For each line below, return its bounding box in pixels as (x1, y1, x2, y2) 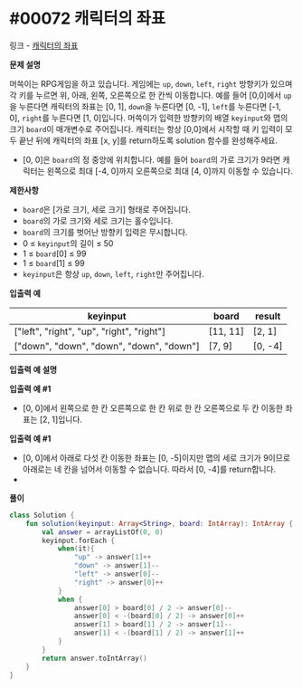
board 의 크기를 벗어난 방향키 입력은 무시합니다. (22, 226, 188, 237)
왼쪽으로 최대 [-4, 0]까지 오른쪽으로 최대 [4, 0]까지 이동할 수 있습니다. (46, 165, 294, 177)
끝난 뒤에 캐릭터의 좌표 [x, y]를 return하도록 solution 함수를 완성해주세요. (18, 135, 278, 146)
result (254, 310, 281, 322)
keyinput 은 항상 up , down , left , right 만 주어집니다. (22, 268, 205, 279)
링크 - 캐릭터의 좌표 (9, 40, 79, 51)
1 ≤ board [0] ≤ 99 (22, 248, 87, 259)
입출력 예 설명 (9, 364, 57, 375)
